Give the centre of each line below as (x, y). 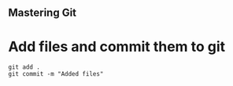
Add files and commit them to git (117, 47)
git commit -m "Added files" (56, 74)
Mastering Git (43, 13)
